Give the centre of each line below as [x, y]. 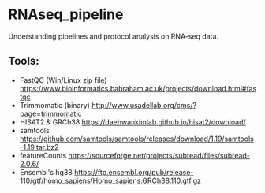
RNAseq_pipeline [66, 15]
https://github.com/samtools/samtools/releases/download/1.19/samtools [136, 139]
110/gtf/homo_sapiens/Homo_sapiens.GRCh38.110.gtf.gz [110, 180]
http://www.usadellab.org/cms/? [144, 105]
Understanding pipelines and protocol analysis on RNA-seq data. [114, 36]
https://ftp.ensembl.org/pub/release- [134, 172]
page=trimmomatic [50, 113]
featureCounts [43, 155]
